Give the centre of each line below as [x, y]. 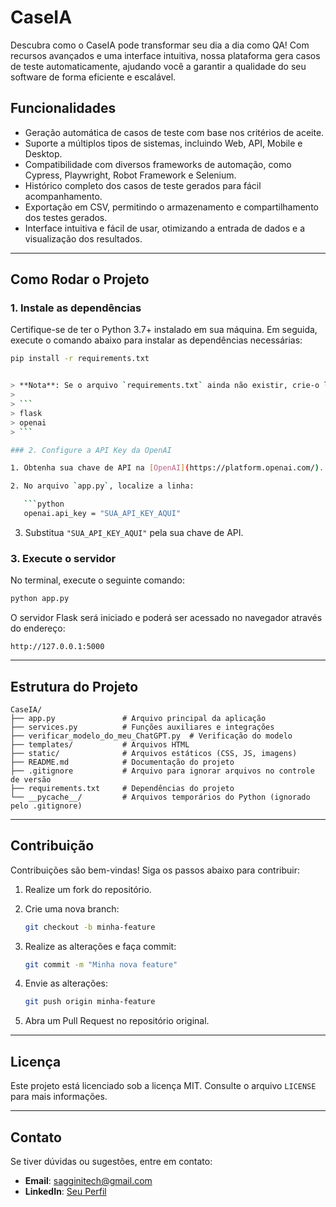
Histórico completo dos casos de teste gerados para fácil [143, 185]
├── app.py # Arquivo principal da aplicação [138, 718]
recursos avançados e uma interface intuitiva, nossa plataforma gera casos [165, 55]
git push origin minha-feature [90, 1002]
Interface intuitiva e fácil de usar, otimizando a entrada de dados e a [164, 228]
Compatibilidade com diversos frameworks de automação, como [158, 164]
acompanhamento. [63, 196]
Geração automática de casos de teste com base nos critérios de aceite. [174, 132]
